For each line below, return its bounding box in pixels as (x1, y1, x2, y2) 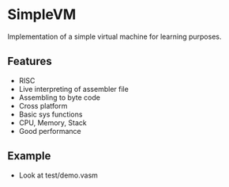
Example (7, 149, 51, 163)
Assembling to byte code (18, 93, 100, 102)
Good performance (18, 126, 81, 135)
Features (7, 55, 52, 68)
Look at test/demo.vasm (18, 170, 98, 180)
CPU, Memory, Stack (18, 117, 88, 128)
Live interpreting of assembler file (18, 84, 130, 93)
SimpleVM (7, 6, 77, 24)
